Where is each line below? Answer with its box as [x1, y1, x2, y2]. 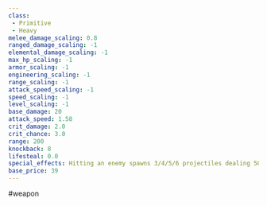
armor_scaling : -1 [8, 64, 69, 72]
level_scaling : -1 [8, 100, 69, 108]
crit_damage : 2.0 [8, 122, 66, 130]
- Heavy [11, 26, 37, 34]
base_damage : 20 [8, 108, 62, 116]
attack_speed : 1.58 [8, 115, 73, 123]
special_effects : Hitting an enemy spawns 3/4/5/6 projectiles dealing [8, 160, 250, 168]
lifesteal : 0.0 [8, 152, 59, 160]
